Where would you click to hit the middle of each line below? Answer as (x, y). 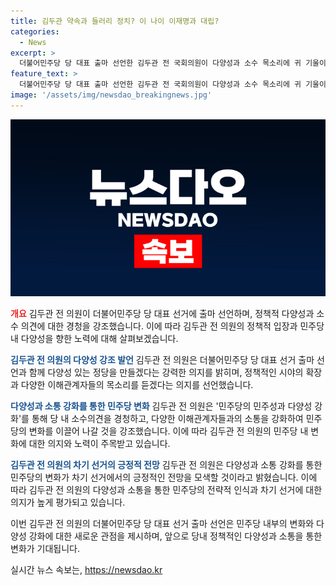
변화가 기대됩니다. (45, 549)
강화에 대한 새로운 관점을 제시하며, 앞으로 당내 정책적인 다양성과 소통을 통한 (175, 536)
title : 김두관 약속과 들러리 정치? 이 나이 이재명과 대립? (115, 21)
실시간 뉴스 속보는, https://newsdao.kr (86, 570)
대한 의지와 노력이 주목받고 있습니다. (99, 444)
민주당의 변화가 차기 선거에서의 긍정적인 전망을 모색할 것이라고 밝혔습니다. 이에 (164, 477)
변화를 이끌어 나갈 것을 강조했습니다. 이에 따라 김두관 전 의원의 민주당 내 (168, 431)
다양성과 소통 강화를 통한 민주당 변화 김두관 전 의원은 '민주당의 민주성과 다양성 (161, 406)
